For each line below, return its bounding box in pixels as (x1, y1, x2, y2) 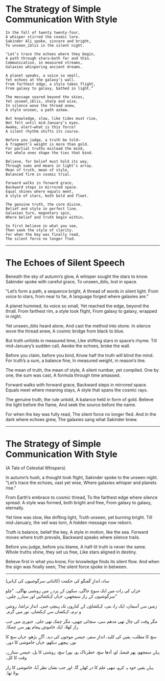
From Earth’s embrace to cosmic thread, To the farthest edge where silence (5, 494, 158, 500)
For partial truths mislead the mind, (5, 146, 85, 151)
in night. (5, 313, 22, 319)
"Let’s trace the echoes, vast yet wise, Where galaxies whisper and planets (5, 480, 157, 486)
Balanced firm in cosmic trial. (5, 172, 71, 177)
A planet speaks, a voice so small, (5, 73, 80, 78)
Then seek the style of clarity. (5, 227, 74, 233)
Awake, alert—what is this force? (5, 124, 76, 130)
